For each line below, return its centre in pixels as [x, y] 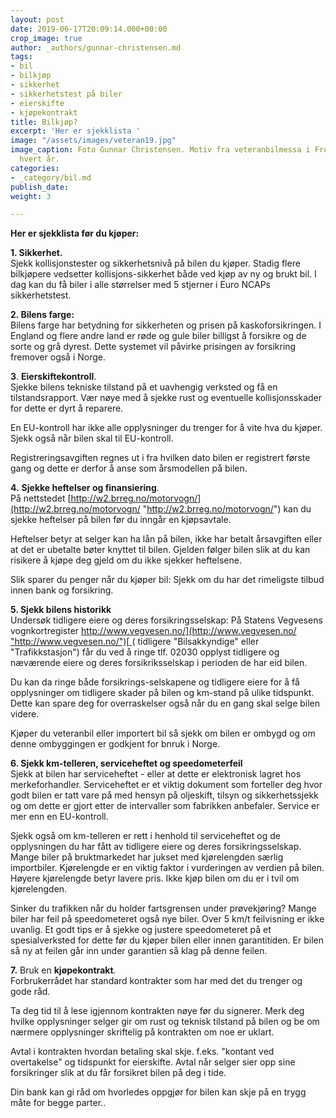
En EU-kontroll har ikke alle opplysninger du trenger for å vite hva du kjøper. [166, 428]
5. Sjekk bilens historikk [61, 610]
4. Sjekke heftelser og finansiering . [85, 488]
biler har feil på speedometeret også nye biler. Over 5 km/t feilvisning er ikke [167, 919]
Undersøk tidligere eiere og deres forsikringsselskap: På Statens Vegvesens [166, 620]
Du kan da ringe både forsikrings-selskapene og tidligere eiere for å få [155, 682]
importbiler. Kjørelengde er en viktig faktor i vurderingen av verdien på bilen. [167, 868]
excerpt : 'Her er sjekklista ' [75, 131]
